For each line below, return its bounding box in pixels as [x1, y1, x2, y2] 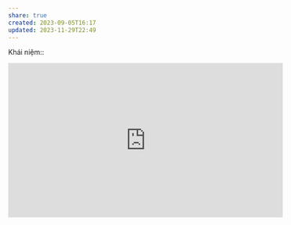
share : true [8, 11, 47, 20]
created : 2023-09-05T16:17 [8, 19, 96, 27]
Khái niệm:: [8, 48, 45, 57]
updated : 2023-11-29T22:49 [8, 26, 96, 34]
